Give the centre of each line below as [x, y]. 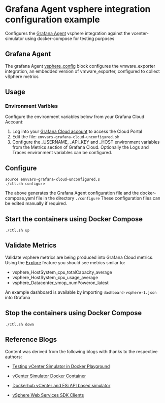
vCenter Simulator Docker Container [49, 376]
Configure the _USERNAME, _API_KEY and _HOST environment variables [86, 142]
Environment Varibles [32, 106]
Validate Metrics [31, 245]
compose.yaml [20, 198]
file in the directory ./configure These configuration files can [98, 198]
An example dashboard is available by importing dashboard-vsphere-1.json [81, 292]
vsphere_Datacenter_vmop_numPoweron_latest [60, 282]
